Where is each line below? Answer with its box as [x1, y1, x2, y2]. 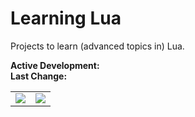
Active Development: [10, 59, 100, 71]
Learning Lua [10, 7, 122, 30]
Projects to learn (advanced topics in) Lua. [10, 40, 185, 52]
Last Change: [10, 70, 68, 82]
